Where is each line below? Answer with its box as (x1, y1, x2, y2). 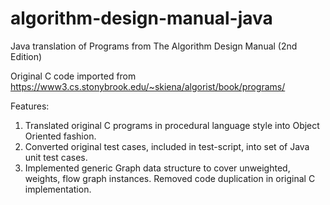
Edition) (10, 50, 43, 62)
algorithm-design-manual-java (10, 7, 273, 30)
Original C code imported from (10, 70, 137, 82)
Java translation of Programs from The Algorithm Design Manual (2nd (10, 40, 298, 52)
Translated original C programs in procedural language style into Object (24, 119, 320, 131)
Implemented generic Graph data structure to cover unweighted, (24, 162, 291, 174)
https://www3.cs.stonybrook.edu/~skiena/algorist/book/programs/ (10, 80, 286, 92)
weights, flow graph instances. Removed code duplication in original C (24, 172, 316, 184)
